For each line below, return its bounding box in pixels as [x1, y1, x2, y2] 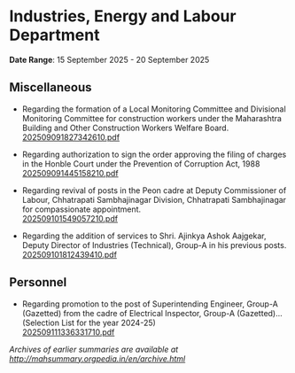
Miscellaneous [9, 80, 92, 95]
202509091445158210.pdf [21, 167, 119, 178]
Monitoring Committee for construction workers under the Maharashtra [21, 113, 282, 123]
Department [9, 25, 100, 45]
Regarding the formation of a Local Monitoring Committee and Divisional [21, 104, 286, 114]
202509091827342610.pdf [21, 131, 120, 143]
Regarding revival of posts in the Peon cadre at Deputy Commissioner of [21, 184, 287, 196]
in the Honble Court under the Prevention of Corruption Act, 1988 [21, 158, 260, 169]
